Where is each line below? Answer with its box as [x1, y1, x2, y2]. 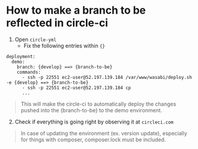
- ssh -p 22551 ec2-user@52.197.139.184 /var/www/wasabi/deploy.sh [21, 74, 193, 80]
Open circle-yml [14, 36, 57, 43]
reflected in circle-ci [6, 16, 108, 30]
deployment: [6, 53, 36, 59]
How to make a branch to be [6, 4, 146, 17]
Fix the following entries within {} [23, 42, 106, 49]
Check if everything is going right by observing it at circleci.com [14, 118, 174, 125]
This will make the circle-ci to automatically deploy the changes [20, 100, 177, 107]
